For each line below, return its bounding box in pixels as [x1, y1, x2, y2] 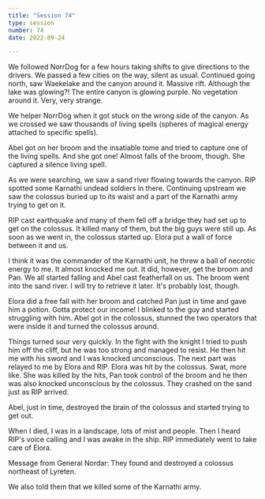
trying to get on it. [8, 201, 66, 210]
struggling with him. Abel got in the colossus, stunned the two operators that [8, 313, 257, 323]
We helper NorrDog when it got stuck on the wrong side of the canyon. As [8, 111, 249, 121]
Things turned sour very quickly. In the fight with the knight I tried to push [8, 337, 248, 347]
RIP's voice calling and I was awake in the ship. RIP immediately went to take [8, 435, 257, 445]
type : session [8, 19, 55, 27]
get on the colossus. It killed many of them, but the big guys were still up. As [8, 224, 256, 234]
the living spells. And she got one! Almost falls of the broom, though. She [8, 152, 245, 161]
